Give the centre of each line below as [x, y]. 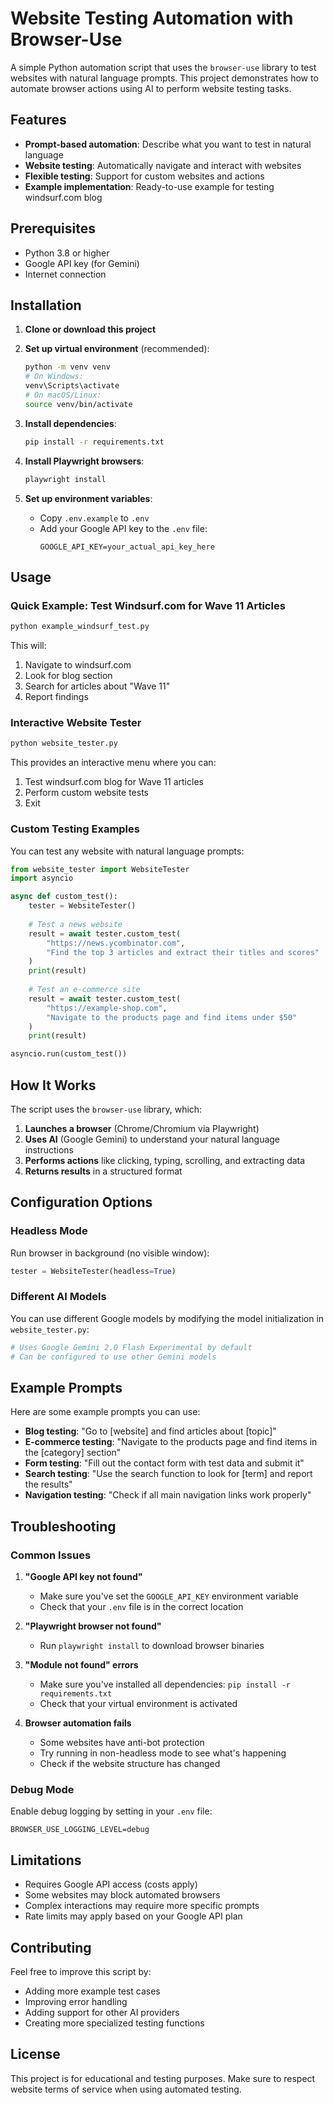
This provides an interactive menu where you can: [113, 763]
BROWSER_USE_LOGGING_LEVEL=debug [80, 1830]
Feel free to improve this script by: [81, 1971]
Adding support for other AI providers [102, 2012]
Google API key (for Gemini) [82, 263]
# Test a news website [75, 924]
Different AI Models [58, 1297]
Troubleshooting [63, 1526]
